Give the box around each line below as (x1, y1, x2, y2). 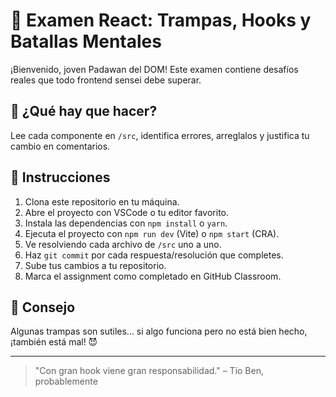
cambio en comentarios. (10, 140, 111, 152)
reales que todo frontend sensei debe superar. (10, 74, 202, 86)
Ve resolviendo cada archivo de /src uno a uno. (24, 238, 222, 250)
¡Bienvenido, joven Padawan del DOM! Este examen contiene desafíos (10, 63, 299, 75)
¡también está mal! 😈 (10, 336, 98, 348)
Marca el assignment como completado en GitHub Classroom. (24, 270, 282, 282)
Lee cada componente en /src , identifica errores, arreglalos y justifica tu (10, 129, 310, 141)
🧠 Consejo (10, 299, 76, 316)
